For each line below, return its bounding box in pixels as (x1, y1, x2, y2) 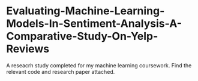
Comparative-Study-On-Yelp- (6, 30, 158, 43)
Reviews (6, 42, 50, 56)
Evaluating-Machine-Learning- (6, 4, 165, 18)
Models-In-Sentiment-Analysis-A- (6, 17, 182, 30)
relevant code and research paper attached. (6, 68, 115, 75)
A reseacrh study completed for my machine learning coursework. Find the (6, 61, 192, 69)
